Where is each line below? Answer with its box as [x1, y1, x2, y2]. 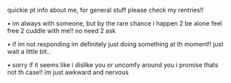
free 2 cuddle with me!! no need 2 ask [7, 27, 116, 35]
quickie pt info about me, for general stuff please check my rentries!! [7, 6, 204, 14]
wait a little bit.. [7, 48, 51, 55]
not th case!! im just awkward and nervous [7, 68, 129, 76]
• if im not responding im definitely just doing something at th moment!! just [7, 40, 224, 48]
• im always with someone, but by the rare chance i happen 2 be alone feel [7, 19, 223, 27]
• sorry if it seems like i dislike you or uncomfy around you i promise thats [7, 61, 218, 68]
